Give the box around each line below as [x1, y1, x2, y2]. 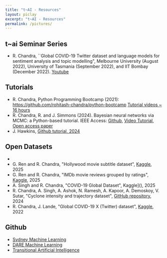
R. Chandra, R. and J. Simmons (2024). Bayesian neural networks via [12, 112, 155, 118]
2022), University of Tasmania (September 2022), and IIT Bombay [12, 63, 149, 70]
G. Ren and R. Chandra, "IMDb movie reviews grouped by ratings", [12, 171, 149, 177]
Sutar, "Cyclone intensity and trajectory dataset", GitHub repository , [12, 193, 152, 199]
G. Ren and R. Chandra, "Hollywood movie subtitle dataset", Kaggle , [12, 161, 152, 167]
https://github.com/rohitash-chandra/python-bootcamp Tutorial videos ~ [12, 102, 162, 108]
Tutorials [5, 83, 33, 92]
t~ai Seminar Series [5, 39, 68, 48]
